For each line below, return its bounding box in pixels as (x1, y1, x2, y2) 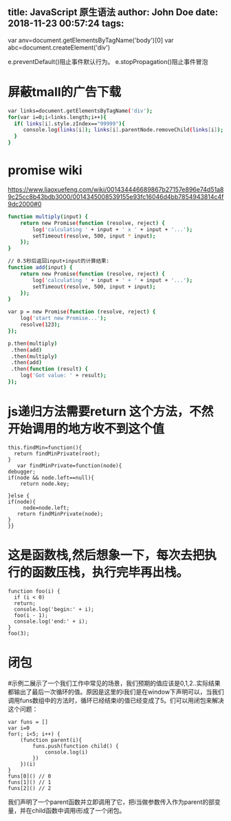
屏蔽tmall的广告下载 (8, 85, 122, 100)
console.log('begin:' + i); (14, 606, 95, 612)
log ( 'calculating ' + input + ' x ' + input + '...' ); (32, 226, 193, 233)
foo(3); (8, 630, 30, 637)
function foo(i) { (8, 588, 60, 595)
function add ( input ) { (8, 264, 73, 271)
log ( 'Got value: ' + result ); (20, 372, 107, 379)
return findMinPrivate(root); (14, 450, 100, 457)
